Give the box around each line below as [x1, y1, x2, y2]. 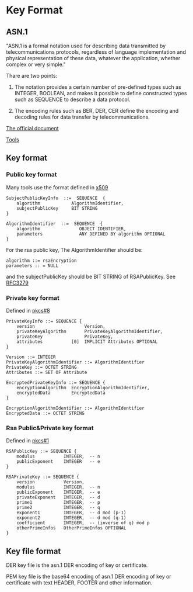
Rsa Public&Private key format [6, 424, 94, 432]
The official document [6, 125, 59, 131]
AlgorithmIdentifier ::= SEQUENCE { [6, 220, 103, 227]
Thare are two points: [6, 72, 58, 79]
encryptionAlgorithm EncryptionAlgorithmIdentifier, [16, 385, 150, 390]
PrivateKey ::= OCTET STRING [6, 364, 77, 370]
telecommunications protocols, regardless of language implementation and [6, 49, 187, 56]
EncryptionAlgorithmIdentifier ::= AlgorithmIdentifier [6, 405, 145, 411]
